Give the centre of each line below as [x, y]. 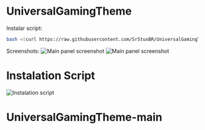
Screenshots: [23, 51]
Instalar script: [24, 28]
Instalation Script [51, 76]
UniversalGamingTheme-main [85, 117]
